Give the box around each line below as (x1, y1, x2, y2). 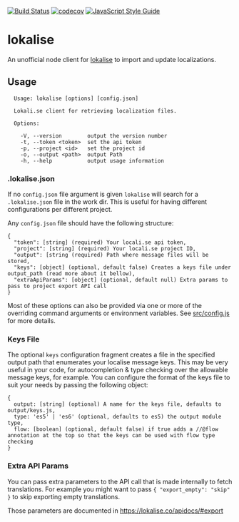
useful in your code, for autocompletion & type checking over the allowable (7, 366, 228, 374)
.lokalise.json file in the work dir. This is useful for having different (7, 198, 208, 206)
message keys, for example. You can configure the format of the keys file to (7, 373, 230, 382)
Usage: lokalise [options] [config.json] (14, 95, 139, 102)
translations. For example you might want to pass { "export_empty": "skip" (7, 485, 230, 493)
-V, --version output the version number (20, 132, 168, 139)
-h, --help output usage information (20, 157, 164, 164)
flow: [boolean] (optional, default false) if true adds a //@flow (14, 426, 219, 433)
